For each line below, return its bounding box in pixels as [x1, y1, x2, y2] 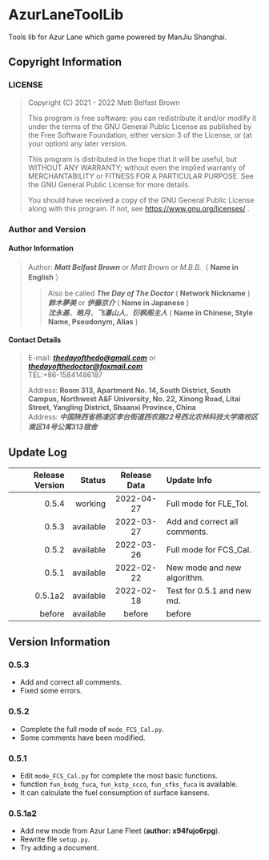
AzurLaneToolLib [8, 6, 124, 24]
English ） [27, 272, 62, 282]
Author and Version [8, 223, 86, 235]
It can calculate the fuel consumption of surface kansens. [19, 788, 211, 798]
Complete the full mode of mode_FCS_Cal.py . [19, 724, 164, 733]
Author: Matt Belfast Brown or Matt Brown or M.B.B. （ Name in [27, 262, 239, 271]
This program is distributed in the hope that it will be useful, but [27, 154, 238, 163]
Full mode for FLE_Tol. [166, 498, 249, 509]
